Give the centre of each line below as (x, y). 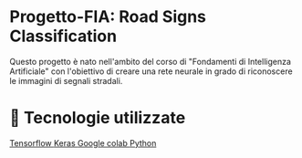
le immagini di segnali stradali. (66, 80)
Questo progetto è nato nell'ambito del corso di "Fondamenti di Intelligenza (151, 61)
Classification (63, 36)
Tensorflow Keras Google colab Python (83, 142)
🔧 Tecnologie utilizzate (98, 118)
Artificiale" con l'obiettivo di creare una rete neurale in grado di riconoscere (151, 71)
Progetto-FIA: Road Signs (108, 17)
